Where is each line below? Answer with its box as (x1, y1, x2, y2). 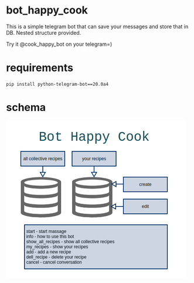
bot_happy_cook (6, 4, 88, 17)
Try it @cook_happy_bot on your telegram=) (6, 41, 113, 48)
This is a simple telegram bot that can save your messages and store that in (6, 23, 189, 30)
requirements (6, 61, 73, 75)
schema (6, 101, 46, 114)
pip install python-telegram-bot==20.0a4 (6, 81, 109, 87)
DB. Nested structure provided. (6, 29, 81, 36)
